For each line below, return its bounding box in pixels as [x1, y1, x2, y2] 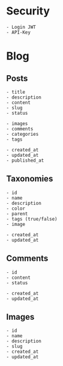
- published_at [6, 157, 44, 163]
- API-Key [6, 29, 31, 35]
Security [6, 4, 50, 18]
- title [6, 89, 26, 95]
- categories [6, 131, 39, 137]
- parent [6, 210, 28, 217]
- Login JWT [6, 24, 36, 30]
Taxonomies [6, 174, 53, 184]
